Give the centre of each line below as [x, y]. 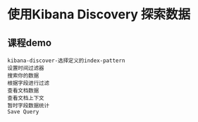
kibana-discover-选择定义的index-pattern [66, 61]
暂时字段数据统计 [29, 106]
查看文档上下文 [26, 98]
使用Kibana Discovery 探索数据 [99, 14]
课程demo [29, 43]
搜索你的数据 [23, 75]
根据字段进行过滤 [29, 83]
